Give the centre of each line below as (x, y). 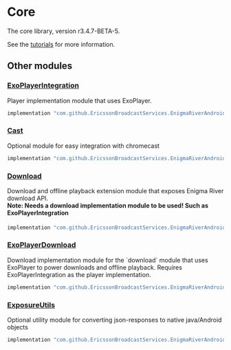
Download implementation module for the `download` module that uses (108, 260)
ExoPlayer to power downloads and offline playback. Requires (95, 267)
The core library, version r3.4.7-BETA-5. (64, 31)
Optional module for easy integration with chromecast (84, 146)
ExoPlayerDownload (42, 245)
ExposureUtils (31, 305)
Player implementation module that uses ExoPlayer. (80, 100)
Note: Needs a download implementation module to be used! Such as (108, 205)
